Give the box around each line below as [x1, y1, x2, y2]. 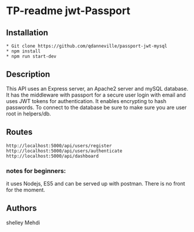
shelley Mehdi [6, 219, 40, 226]
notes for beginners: [6, 167, 66, 175]
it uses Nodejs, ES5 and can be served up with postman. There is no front [6, 180, 186, 187]
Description [6, 69, 50, 79]
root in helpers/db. [6, 110, 51, 117]
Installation [6, 28, 48, 38]
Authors [6, 203, 37, 213]
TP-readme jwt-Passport [6, 4, 131, 18]
